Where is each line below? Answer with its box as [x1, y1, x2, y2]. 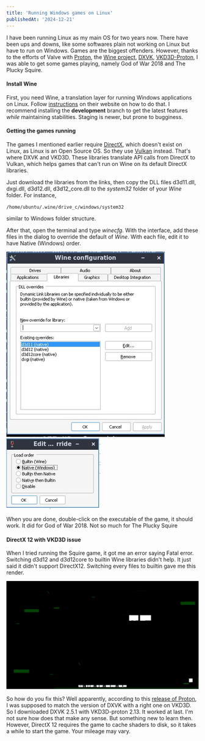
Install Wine [6, 80, 38, 88]
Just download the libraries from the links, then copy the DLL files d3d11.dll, [6, 178, 196, 186]
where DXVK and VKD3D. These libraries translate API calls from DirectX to [6, 153, 195, 161]
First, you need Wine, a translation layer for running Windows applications [6, 93, 192, 101]
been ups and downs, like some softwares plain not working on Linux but [6, 40, 190, 48]
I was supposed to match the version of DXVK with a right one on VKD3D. [6, 702, 192, 709]
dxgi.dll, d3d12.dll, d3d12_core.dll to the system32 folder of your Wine [6, 185, 182, 192]
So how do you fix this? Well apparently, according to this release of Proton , [6, 695, 197, 703]
